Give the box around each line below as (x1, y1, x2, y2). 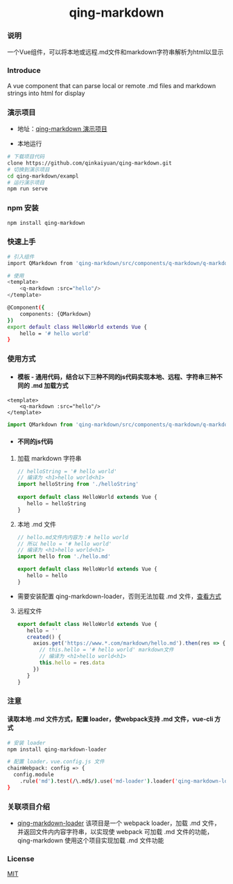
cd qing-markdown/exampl (7, 172, 79, 180)
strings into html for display (7, 89, 85, 97)
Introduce (7, 66, 41, 76)
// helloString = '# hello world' (17, 468, 117, 475)
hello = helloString (26, 500, 87, 507)
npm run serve (7, 185, 49, 192)
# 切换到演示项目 (7, 166, 50, 173)
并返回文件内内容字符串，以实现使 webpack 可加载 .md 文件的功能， (17, 828, 214, 836)
